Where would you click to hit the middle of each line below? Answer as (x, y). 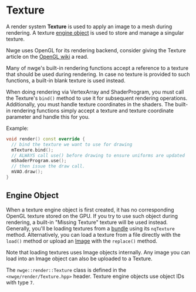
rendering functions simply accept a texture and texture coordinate (93, 110)
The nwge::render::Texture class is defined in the (66, 270)
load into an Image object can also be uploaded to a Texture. (79, 259)
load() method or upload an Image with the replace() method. (82, 241)
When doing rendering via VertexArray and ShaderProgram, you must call (95, 92)
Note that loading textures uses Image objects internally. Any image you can (98, 252)
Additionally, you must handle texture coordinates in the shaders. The (90, 104)
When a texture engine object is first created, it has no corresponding (90, 210)
